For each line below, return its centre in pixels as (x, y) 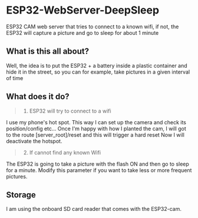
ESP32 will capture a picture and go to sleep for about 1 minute (82, 32)
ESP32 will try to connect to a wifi (70, 111)
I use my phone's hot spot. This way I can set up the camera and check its (96, 122)
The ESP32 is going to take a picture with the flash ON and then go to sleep (98, 164)
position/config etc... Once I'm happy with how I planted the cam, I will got (96, 128)
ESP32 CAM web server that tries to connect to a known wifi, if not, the (93, 27)
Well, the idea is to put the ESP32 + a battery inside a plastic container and (97, 65)
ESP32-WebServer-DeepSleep (83, 10)
